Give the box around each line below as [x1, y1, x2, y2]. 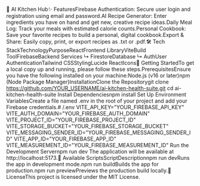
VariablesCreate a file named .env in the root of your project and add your [6, 97, 188, 104]
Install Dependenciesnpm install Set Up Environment [57, 91, 187, 98]
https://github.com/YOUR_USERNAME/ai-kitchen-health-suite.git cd [6, 85, 174, 92]
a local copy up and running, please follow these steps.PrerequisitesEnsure [6, 66, 191, 73]
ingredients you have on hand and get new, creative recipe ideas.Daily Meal [6, 18, 192, 26]
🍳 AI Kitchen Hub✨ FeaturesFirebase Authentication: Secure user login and [6, 6, 191, 13]
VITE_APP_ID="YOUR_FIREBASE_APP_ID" [14, 135, 116, 142]
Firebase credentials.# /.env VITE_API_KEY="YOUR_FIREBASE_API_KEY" [6, 104, 184, 110]
